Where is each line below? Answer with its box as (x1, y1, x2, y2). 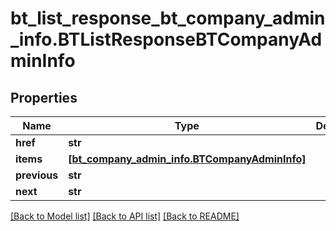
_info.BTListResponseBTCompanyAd (10, 28, 323, 51)
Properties (10, 89, 78, 106)
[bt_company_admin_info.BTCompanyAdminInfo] (68, 152, 307, 166)
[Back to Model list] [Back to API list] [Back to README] (10, 210, 240, 222)
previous (15, 168, 59, 182)
